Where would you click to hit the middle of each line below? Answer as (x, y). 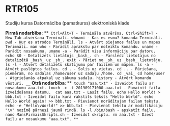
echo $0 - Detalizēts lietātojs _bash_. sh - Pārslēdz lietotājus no (81, 56)
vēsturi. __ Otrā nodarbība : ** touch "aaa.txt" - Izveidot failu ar (80, 83)
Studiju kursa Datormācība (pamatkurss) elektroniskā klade (67, 23)
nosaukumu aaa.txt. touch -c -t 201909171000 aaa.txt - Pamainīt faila (83, 88)
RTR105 (22, 9)
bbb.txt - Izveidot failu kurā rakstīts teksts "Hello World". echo (79, 97)
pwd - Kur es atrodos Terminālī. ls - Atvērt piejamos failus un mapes (83, 42)
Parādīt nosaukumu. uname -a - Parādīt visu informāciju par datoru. (81, 51)
